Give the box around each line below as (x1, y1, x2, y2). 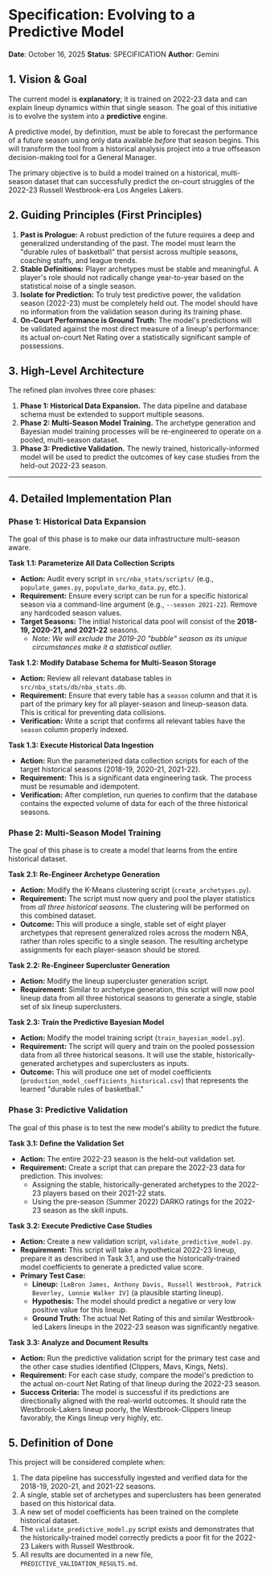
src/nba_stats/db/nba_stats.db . (19, 682, 127, 692)
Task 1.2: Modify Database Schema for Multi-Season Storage (8, 658, 217, 668)
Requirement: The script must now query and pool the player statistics (19, 894, 256, 903)
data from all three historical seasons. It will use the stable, (19, 1050, 215, 1060)
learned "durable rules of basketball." (19, 1084, 144, 1094)
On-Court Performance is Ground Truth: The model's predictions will (19, 315, 252, 325)
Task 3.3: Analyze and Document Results (8, 1337, 149, 1347)
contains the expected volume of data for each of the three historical (19, 799, 248, 809)
